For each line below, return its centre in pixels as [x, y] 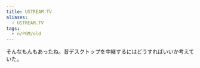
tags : [13, 28]
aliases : [17, 17]
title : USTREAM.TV [29, 12]
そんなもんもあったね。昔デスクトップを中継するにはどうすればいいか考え [98, 52]
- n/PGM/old [27, 34]
